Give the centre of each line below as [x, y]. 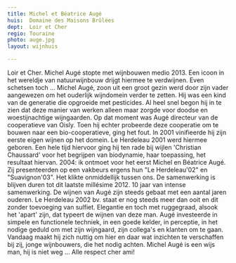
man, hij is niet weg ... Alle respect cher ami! [71, 252]
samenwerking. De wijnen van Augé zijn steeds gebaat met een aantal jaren [117, 192]
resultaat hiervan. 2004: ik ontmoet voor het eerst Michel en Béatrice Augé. [117, 162]
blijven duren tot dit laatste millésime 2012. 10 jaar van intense [97, 185]
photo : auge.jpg [31, 40]
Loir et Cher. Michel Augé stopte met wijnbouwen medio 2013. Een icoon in [116, 72]
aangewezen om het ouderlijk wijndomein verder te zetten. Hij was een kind [117, 95]
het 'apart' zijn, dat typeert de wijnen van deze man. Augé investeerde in [112, 214]
